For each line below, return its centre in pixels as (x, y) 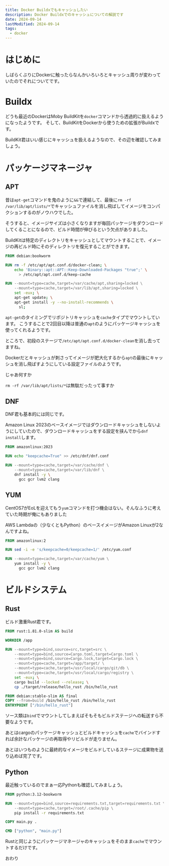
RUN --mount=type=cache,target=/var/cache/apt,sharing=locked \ (74, 284)
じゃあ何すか (18, 375)
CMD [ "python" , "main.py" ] (33, 831)
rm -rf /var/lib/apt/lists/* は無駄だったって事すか (60, 385)
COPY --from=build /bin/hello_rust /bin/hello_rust (60, 701)
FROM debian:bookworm (28, 256)
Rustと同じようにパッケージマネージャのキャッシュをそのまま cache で (77, 841)
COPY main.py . (21, 822)
